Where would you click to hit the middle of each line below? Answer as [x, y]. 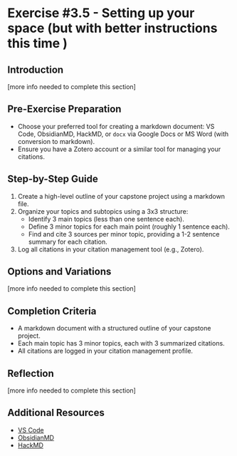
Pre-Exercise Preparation [64, 109]
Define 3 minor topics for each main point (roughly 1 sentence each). [129, 227]
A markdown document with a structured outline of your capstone [114, 328]
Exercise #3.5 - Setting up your [101, 13]
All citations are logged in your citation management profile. [105, 351]
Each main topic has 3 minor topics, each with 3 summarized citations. [121, 343]
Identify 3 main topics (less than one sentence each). [106, 219]
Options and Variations [59, 272]
